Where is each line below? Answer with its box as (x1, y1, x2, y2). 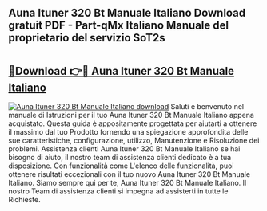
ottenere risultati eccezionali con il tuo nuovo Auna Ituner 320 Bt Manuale (8, 170, 250, 178)
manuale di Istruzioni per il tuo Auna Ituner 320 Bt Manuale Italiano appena (8, 111, 254, 119)
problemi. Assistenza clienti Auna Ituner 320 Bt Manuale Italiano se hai (8, 144, 241, 154)
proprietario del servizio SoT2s (8, 31, 165, 45)
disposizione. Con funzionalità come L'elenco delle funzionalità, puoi (8, 161, 234, 170)
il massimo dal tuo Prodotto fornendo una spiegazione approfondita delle (8, 127, 249, 136)
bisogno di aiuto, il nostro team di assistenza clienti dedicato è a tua (8, 153, 232, 162)
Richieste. (8, 195, 42, 204)
